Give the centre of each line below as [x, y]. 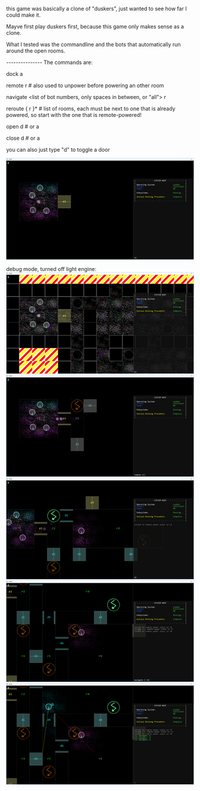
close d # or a [23, 138]
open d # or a [23, 127]
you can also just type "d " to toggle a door [58, 150]
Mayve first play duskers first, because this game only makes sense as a [95, 27]
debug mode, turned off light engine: [51, 269]
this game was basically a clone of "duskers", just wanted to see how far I [96, 9]
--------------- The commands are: [49, 62]
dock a [15, 74]
